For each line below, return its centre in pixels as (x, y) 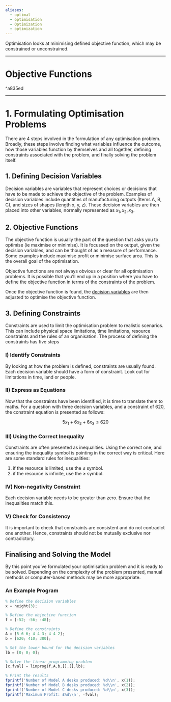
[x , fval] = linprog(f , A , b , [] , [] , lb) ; (45, 666)
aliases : (15, 10)
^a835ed (15, 88)
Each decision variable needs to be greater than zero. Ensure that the (78, 498)
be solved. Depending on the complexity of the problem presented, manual (84, 572)
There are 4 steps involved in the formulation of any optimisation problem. (83, 139)
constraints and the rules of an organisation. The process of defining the (81, 336)
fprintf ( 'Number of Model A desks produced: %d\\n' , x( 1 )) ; (70, 681)
